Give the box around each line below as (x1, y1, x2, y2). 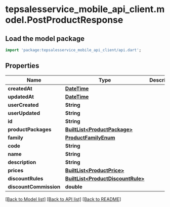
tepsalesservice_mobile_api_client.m (5, 4, 165, 15)
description (8, 159, 36, 166)
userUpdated (8, 109, 40, 116)
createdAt (8, 85, 33, 92)
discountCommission (8, 183, 61, 190)
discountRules (8, 175, 44, 182)
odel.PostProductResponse (5, 14, 123, 26)
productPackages (8, 126, 52, 133)
